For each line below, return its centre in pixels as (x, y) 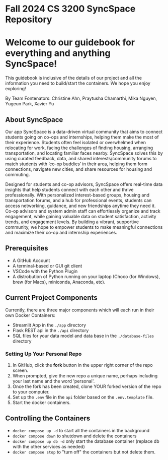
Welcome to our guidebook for (70, 43)
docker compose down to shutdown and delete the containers (74, 436)
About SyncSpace (34, 120)
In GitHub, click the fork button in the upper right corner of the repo (82, 365)
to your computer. (31, 391)
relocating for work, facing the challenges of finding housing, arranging (79, 148)
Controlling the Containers (48, 418)
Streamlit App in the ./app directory (49, 325)
